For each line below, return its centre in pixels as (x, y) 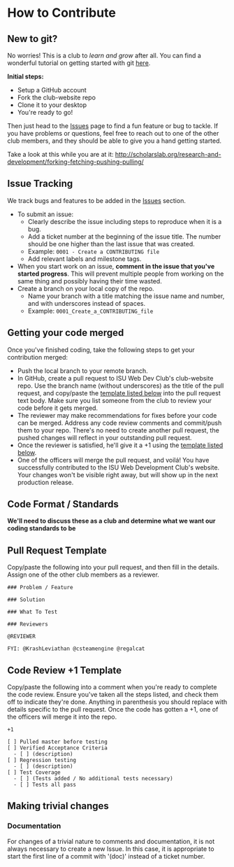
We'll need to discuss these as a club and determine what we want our (111, 521)
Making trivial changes (58, 806)
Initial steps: (25, 76)
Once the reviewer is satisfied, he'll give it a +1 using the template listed (120, 445)
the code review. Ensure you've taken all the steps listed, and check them (113, 695)
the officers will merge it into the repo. (62, 717)
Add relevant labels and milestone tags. (85, 259)
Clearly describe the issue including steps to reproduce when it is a (125, 221)
